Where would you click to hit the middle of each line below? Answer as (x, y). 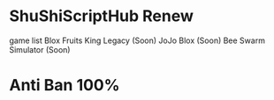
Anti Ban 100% (65, 86)
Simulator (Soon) (40, 49)
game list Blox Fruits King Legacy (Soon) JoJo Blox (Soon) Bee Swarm (137, 40)
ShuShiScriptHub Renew (102, 16)
